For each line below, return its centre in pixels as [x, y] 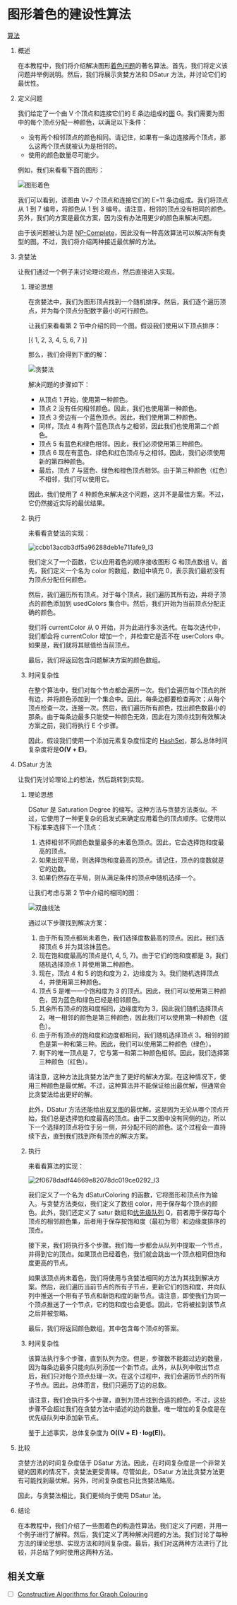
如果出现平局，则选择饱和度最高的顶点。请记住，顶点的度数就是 [131, 860]
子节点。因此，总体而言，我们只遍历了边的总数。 [99, 1385]
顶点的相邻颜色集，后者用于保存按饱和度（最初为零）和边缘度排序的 [127, 1221]
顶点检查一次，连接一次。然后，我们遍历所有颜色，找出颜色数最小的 [127, 708]
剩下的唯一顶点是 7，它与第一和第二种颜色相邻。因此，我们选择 [131, 1052]
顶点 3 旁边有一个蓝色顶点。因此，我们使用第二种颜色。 [120, 417]
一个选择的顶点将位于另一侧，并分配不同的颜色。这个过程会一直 [127, 1127]
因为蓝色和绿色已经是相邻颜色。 [98, 999]
